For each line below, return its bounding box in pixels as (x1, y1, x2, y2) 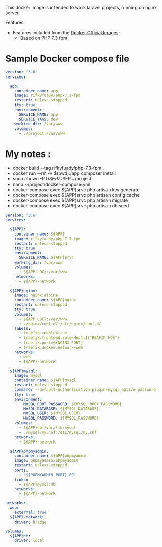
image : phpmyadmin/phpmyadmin (14, 458, 79, 463)
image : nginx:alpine (14, 293, 58, 298)
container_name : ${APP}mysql (14, 378, 76, 383)
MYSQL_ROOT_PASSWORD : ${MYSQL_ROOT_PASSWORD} (23, 401, 122, 407)
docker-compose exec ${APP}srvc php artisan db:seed (12, 203, 129, 209)
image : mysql (14, 373, 42, 378)
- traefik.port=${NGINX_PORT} (18, 340, 83, 346)
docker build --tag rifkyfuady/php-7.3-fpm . (12, 165, 104, 171)
